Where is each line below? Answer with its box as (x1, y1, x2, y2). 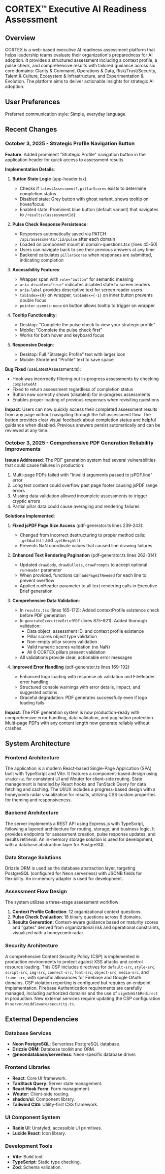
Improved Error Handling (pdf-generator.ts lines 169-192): (12, 664, 131, 670)
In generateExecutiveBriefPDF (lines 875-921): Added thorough (19, 617, 147, 623)
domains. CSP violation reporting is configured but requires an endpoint (5, 980, 151, 986)
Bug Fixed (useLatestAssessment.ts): (5, 366, 81, 372)
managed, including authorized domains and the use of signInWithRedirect (5, 990, 158, 996)
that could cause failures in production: (5, 462, 85, 468)
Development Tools (5, 1142, 53, 1149)
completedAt (12, 382, 37, 387)
